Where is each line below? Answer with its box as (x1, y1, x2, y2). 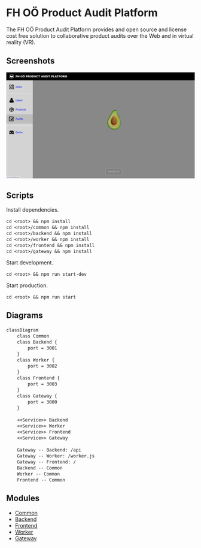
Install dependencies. (6, 206, 59, 213)
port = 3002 (28, 363, 58, 369)
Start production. (6, 282, 48, 289)
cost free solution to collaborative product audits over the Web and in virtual (6, 32, 194, 39)
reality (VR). (6, 38, 36, 46)
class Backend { (17, 339, 58, 345)
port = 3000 (28, 399, 58, 405)
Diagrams (6, 311, 43, 321)
